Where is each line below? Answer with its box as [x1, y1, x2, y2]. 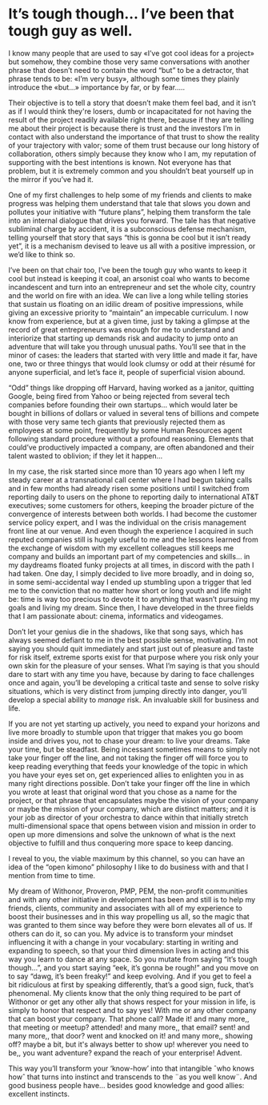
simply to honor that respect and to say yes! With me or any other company [8, 1005, 258, 1014]
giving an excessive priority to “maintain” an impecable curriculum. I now [8, 308, 250, 317]
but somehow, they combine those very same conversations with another [8, 57, 250, 67]
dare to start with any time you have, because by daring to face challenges [8, 669, 254, 679]
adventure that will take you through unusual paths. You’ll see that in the [8, 341, 246, 351]
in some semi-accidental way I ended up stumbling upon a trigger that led [8, 577, 252, 587]
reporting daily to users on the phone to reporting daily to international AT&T [8, 492, 259, 502]
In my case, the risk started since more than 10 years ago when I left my [8, 466, 246, 476]
